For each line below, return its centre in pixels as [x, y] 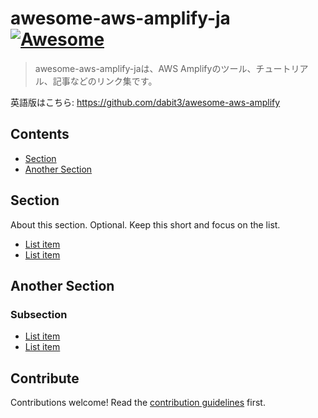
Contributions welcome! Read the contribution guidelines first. [138, 403]
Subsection [39, 314]
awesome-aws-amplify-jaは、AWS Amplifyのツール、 [145, 68]
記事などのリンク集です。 [105, 81]
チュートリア [282, 68]
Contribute [45, 378]
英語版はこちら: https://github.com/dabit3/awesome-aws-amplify [145, 102]
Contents [40, 134]
